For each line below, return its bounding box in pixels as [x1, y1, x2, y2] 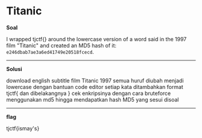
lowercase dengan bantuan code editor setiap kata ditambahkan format [6, 83, 183, 90]
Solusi [6, 65, 22, 72]
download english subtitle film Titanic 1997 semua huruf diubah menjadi [6, 76, 184, 84]
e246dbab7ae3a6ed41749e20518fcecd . [6, 48, 94, 55]
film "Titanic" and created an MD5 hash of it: [6, 42, 117, 49]
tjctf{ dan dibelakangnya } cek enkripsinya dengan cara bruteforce [6, 90, 171, 97]
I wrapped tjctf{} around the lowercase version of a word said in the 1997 [6, 35, 187, 42]
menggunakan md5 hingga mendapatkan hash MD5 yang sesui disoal [6, 96, 179, 103]
